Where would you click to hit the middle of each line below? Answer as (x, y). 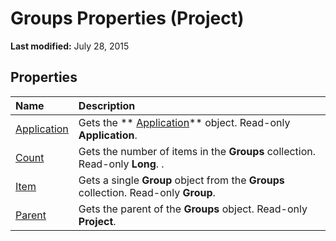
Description (107, 105)
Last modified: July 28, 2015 (70, 46)
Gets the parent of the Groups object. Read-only (193, 209)
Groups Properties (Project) (127, 18)
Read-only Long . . (121, 164)
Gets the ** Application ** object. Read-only (184, 122)
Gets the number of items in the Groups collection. (197, 151)
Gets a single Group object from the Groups (181, 180)
